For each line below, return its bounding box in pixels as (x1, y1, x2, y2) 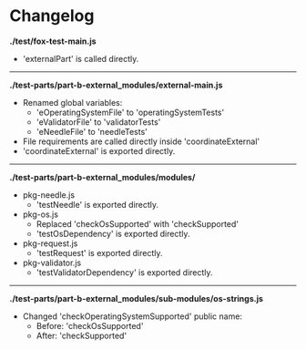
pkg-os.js (22, 209, 59, 220)
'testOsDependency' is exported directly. (36, 228, 190, 239)
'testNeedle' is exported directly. (36, 199, 159, 210)
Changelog (9, 5, 95, 26)
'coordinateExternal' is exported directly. (22, 145, 176, 156)
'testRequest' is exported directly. (36, 247, 163, 258)
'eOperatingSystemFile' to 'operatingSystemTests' (36, 107, 225, 118)
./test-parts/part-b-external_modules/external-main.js (9, 79, 223, 90)
